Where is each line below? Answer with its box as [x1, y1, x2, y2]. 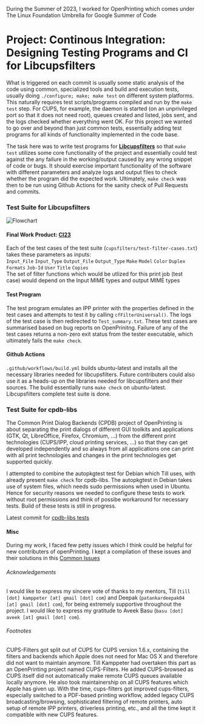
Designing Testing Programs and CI [6, 46, 188, 60]
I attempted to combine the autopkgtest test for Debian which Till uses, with [6, 470, 196, 477]
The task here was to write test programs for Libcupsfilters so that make [6, 143, 186, 150]
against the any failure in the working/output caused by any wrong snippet [6, 155, 192, 163]
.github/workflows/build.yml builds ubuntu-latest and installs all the [6, 364, 178, 371]
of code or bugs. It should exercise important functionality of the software [6, 161, 191, 169]
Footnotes [6, 627, 32, 634]
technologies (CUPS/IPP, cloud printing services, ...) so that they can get [6, 439, 188, 446]
